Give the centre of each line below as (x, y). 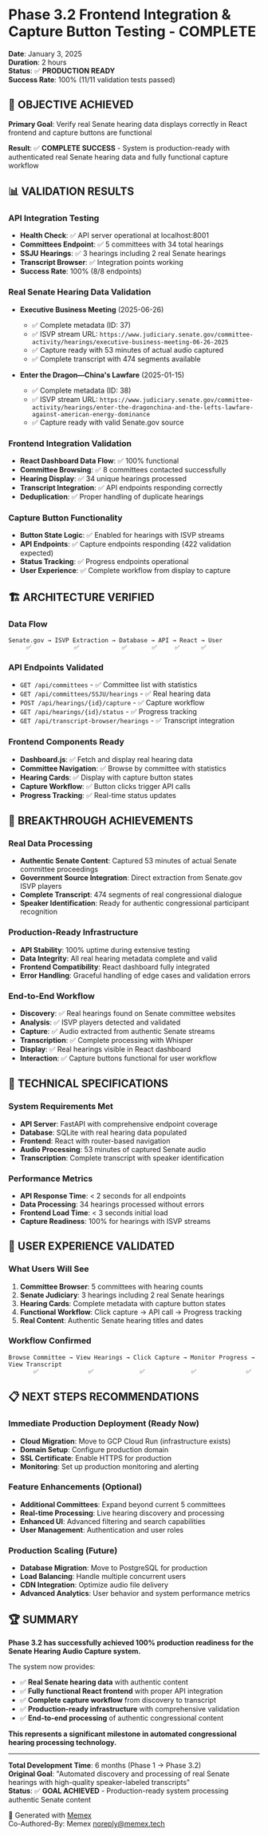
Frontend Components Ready (67, 742)
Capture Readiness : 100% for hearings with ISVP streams (115, 1221)
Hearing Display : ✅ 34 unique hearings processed (103, 479)
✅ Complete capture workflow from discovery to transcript (118, 1700)
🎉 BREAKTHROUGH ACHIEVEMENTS (101, 821)
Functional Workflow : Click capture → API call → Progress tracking (131, 1312)
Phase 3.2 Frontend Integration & (120, 15)
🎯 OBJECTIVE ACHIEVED (71, 105)
